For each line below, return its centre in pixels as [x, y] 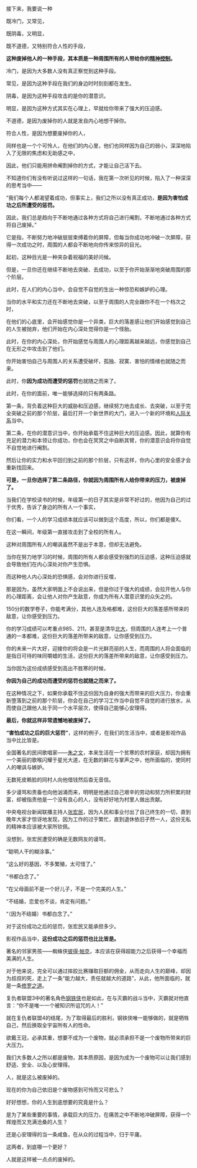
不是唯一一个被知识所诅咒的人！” [64, 1005]
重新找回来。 [21, 467]
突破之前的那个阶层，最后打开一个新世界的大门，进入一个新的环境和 [93, 413]
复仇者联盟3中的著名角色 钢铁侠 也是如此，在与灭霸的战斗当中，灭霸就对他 [95, 998]
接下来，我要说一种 [29, 9]
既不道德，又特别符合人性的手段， [47, 46]
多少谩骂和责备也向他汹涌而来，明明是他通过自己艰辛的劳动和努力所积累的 [96, 792]
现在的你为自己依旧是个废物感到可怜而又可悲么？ [65, 1090]
